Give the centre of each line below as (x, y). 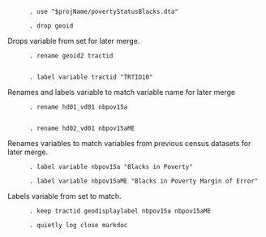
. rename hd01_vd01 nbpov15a (78, 107)
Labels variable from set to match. (65, 196)
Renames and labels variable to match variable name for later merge (122, 92)
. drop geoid (51, 26)
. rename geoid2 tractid (71, 56)
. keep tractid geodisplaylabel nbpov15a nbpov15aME (120, 211)
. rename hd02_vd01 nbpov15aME (82, 128)
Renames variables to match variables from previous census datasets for (129, 143)
